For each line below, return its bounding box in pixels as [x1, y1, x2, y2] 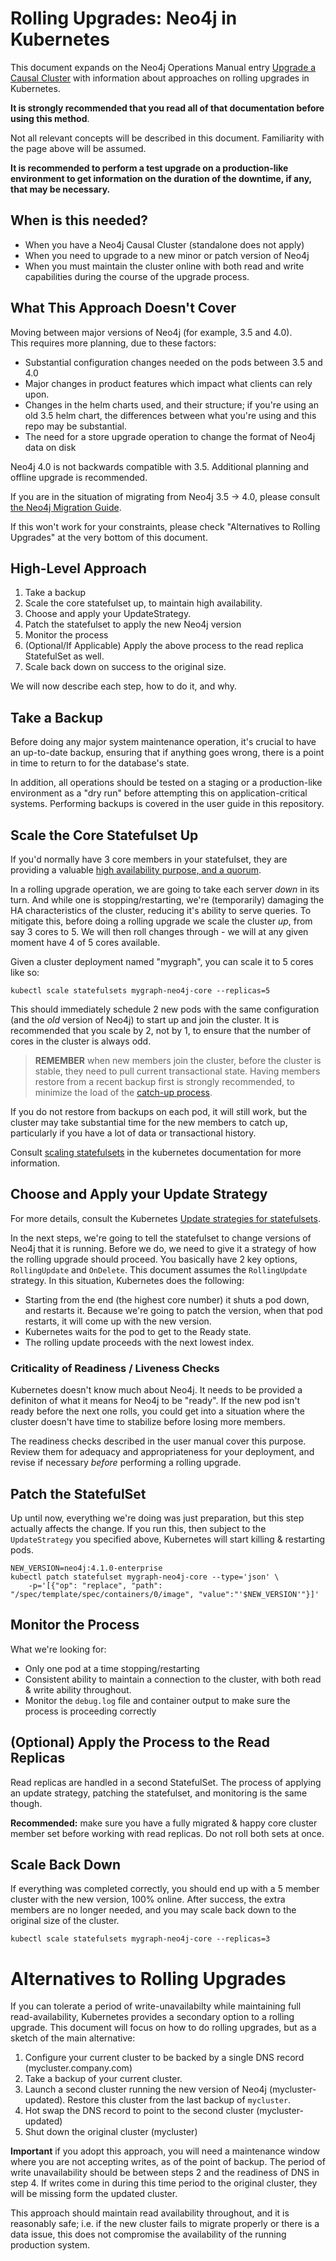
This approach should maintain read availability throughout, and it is [10, 2207, 290, 2219]
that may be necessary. [10, 183, 111, 195]
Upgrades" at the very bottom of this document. [10, 531, 208, 543]
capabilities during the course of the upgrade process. [24, 270, 250, 282]
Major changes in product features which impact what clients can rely [24, 377, 313, 389]
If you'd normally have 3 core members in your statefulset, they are [10, 853, 288, 865]
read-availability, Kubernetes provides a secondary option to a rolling [10, 2011, 295, 2023]
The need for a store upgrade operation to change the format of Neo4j [24, 430, 316, 442]
